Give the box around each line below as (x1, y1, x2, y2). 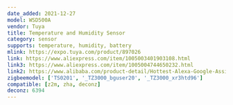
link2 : (7, 68, 26, 75)
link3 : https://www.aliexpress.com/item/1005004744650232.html (7, 61, 194, 68)
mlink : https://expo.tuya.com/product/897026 (7, 49, 141, 56)
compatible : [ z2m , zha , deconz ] (7, 81, 101, 88)
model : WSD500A (7, 17, 51, 23)
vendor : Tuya (7, 23, 45, 30)
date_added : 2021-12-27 (7, 10, 76, 17)
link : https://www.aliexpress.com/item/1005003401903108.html (7, 55, 191, 62)
